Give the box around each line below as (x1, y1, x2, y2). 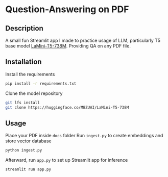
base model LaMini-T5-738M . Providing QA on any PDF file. (5, 43, 131, 49)
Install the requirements (5, 71, 55, 77)
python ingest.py (5, 148, 42, 153)
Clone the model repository (5, 90, 63, 96)
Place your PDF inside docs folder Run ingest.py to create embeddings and (5, 133, 163, 139)
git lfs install (5, 100, 40, 105)
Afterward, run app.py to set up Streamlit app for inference (5, 157, 128, 163)
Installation (5, 58, 42, 66)
